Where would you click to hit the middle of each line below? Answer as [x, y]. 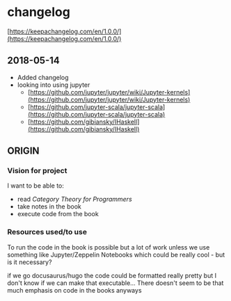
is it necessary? [30, 262]
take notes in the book [49, 206]
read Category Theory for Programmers [74, 200]
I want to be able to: [36, 186]
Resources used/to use [47, 232]
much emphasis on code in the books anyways [74, 290]
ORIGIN [23, 151]
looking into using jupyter [54, 85]
